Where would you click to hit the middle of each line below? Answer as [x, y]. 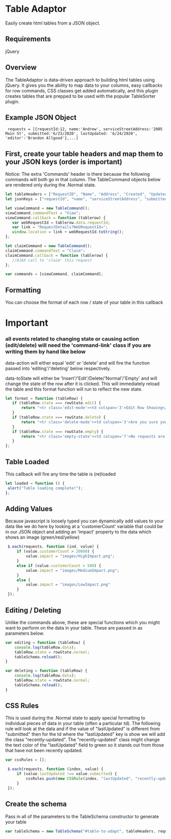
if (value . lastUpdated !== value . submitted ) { [67, 774]
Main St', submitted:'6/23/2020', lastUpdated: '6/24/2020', [72, 134]
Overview [21, 68]
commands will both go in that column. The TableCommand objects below [83, 180]
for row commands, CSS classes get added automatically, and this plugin [82, 90]
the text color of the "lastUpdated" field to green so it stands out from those [85, 745]
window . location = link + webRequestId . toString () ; [68, 232]
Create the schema [36, 804]
